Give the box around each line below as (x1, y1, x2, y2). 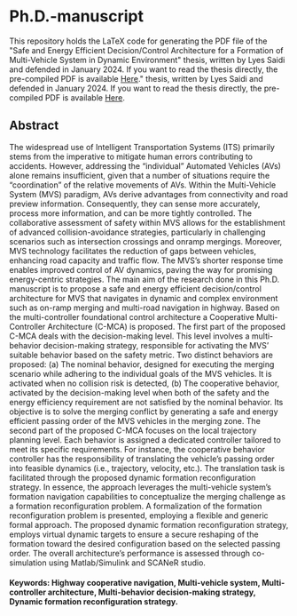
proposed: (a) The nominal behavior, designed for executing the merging (9, 358, 275, 370)
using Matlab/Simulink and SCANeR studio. (48, 557, 207, 568)
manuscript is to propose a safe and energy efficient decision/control (9, 283, 262, 294)
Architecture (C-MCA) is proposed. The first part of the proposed (47, 321, 286, 332)
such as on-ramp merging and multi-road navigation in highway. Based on (9, 302, 280, 313)
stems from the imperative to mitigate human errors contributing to (9, 151, 254, 162)
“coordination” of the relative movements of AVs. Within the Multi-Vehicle (9, 180, 277, 190)
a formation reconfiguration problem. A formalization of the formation (9, 500, 262, 511)
